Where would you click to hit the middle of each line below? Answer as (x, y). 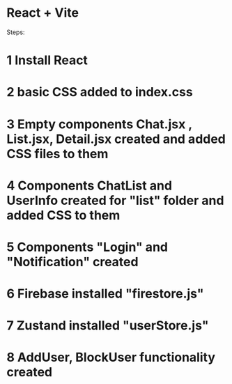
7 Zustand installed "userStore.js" (108, 326)
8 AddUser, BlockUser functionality (111, 358)
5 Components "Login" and (87, 247)
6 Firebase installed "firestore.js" (105, 294)
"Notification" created (72, 262)
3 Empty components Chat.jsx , (99, 124)
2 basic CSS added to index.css (100, 92)
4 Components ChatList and (89, 185)
